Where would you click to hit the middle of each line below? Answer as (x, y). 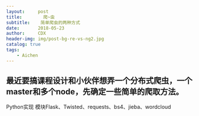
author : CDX (26, 34)
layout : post (27, 11)
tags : (13, 50)
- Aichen (27, 55)
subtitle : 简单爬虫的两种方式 (43, 22)
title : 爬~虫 (30, 17)
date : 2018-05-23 (35, 28)
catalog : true (24, 45)
